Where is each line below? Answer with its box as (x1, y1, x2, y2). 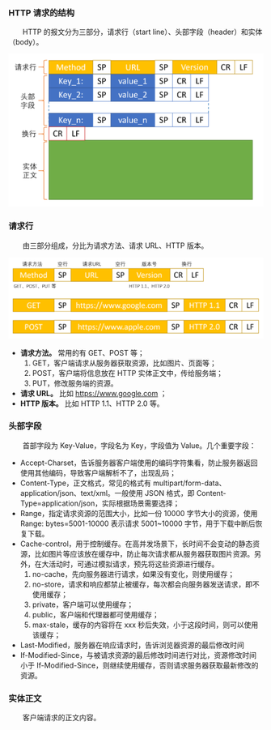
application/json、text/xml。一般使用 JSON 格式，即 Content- (19, 488, 227, 497)
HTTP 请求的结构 (8, 6, 75, 18)
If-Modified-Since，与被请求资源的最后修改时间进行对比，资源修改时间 (19, 650, 257, 660)
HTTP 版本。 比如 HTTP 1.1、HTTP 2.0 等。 (19, 399, 164, 408)
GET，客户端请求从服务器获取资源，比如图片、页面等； (32, 358, 217, 368)
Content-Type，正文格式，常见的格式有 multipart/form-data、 (19, 478, 227, 488)
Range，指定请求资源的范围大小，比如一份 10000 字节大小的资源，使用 (19, 508, 258, 518)
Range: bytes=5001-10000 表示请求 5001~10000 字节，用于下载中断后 (19, 519, 256, 528)
